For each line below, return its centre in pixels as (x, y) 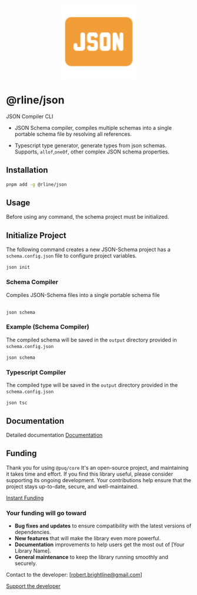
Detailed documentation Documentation (54, 435)
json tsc (17, 403)
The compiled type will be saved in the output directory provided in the (92, 385)
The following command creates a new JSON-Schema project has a (88, 250)
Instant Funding (25, 497)
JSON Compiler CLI (30, 116)
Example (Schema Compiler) (48, 327)
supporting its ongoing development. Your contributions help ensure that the (99, 480)
